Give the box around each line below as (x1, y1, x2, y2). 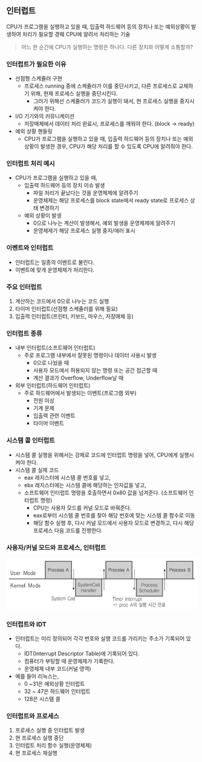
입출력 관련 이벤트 (33, 412, 76, 419)
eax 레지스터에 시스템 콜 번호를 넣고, (24, 474, 111, 481)
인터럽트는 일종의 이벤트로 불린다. (15, 259, 95, 266)
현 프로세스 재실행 (15, 749, 57, 757)
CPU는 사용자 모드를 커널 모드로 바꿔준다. (33, 504, 132, 511)
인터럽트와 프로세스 (6, 712, 59, 720)
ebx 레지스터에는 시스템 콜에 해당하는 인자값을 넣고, (24, 481, 146, 488)
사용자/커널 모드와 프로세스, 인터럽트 (6, 543, 106, 552)
